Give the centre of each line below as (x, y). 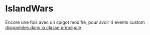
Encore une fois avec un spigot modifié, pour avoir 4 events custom (75, 22)
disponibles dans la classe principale (43, 27)
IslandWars (29, 9)
